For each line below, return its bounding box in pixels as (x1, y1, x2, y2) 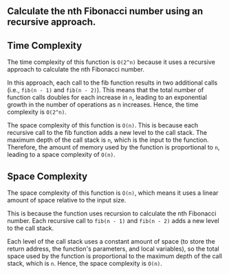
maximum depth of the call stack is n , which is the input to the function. (7, 136, 209, 144)
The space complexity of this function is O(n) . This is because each (7, 121, 199, 129)
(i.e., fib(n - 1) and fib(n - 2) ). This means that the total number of (7, 86, 204, 94)
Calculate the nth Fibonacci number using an (7, 6, 204, 17)
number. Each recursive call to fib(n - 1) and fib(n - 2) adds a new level (7, 217, 219, 225)
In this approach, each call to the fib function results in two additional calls (7, 78, 218, 87)
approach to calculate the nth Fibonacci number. (7, 65, 144, 74)
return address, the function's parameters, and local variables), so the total (7, 244, 220, 253)
